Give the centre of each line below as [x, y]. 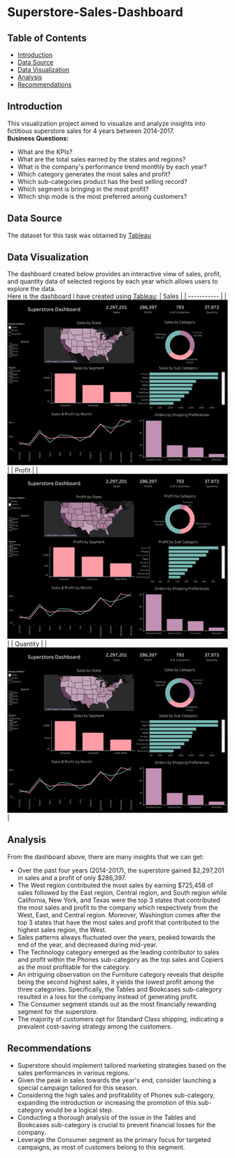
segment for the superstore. [58, 1011]
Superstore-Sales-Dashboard [95, 12]
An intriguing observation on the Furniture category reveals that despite [120, 974]
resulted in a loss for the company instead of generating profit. [107, 996]
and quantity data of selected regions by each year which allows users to [113, 281]
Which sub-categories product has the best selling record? [102, 181]
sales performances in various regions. [74, 1073]
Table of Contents [47, 38]
